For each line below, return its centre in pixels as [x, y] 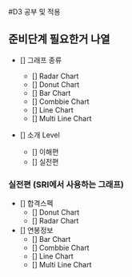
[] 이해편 [45, 152]
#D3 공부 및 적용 [34, 12]
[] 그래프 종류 [41, 60]
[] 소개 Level [40, 135]
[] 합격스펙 [36, 204]
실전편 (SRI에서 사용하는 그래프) [66, 184]
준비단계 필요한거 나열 [59, 40]
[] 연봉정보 [36, 231]
